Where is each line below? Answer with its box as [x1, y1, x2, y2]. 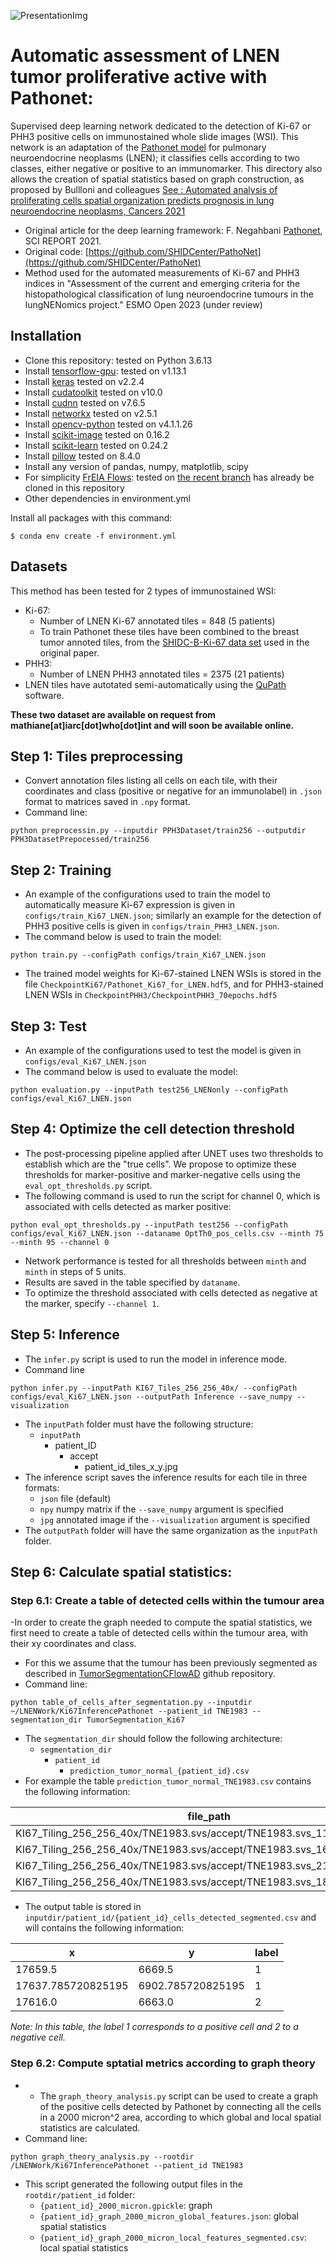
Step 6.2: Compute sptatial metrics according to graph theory [10, 2056, 316, 2070]
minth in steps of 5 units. [24, 1265, 127, 1277]
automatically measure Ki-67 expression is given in [24, 899, 236, 911]
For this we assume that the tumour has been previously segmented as [24, 1657, 318, 1669]
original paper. [39, 646, 100, 659]
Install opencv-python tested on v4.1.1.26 [24, 418, 193, 430]
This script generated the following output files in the [24, 2178, 243, 2190]
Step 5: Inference [10, 1326, 120, 1344]
